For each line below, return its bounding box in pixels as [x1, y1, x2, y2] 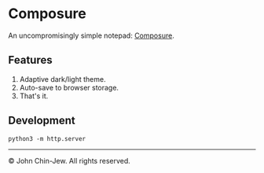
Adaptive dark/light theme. [19, 74, 106, 83]
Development [8, 114, 76, 127]
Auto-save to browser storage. [19, 83, 119, 92]
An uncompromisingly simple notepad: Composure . [8, 31, 174, 40]
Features [8, 53, 53, 67]
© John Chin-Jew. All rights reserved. [8, 156, 131, 165]
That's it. [19, 91, 49, 101]
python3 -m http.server [8, 134, 86, 142]
